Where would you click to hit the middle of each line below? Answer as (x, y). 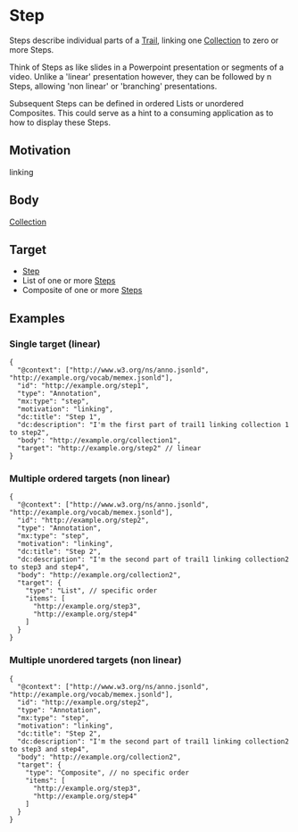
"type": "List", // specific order (91, 591)
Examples (37, 318)
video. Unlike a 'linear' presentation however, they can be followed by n (141, 76)
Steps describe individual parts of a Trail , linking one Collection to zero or (144, 40)
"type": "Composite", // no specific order (108, 773)
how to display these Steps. (60, 122)
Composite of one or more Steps (82, 290)
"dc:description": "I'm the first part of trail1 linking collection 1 (153, 425)
